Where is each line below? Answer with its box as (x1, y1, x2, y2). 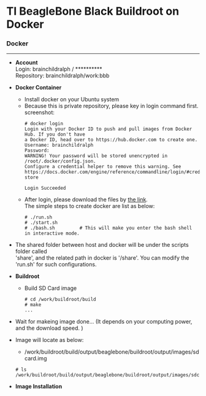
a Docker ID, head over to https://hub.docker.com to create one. (24, 137, 198, 143)
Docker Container (15, 84, 62, 91)
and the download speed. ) (15, 324, 84, 332)
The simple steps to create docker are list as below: (24, 203, 155, 210)
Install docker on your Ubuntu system (24, 96, 120, 103)
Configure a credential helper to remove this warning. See (24, 164, 181, 170)
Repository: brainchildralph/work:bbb (15, 72, 110, 79)
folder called (15, 247, 47, 255)
